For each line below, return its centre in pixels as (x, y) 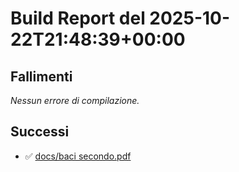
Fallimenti (41, 76)
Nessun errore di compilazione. (75, 100)
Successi (40, 132)
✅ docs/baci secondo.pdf (78, 156)
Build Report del (78, 18)
